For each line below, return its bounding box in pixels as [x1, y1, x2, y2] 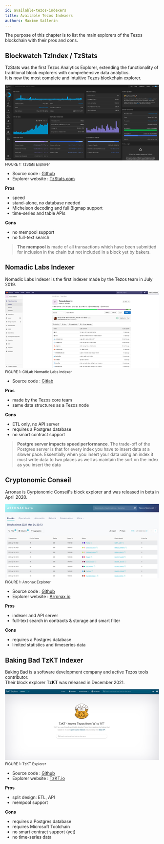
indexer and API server [12, 613, 59, 619]
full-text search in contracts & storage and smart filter [12, 618, 121, 623]
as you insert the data [17, 462, 61, 468]
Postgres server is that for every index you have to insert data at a [17, 446, 150, 452]
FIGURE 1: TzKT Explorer [5, 761, 46, 766]
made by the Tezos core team [12, 397, 72, 403]
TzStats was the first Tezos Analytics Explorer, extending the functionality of [5, 65, 159, 70]
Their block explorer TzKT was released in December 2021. [5, 680, 125, 686]
